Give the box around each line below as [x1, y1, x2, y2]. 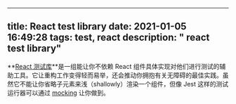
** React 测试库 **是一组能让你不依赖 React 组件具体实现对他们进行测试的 [7, 62, 220, 70]
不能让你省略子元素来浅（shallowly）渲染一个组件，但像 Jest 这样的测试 [19, 79, 229, 88]
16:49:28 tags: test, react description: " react [7, 32, 210, 44]
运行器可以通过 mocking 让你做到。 [7, 89, 110, 97]
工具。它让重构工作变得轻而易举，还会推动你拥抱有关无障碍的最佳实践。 [13, 71, 223, 79]
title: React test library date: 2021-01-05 [7, 20, 187, 32]
